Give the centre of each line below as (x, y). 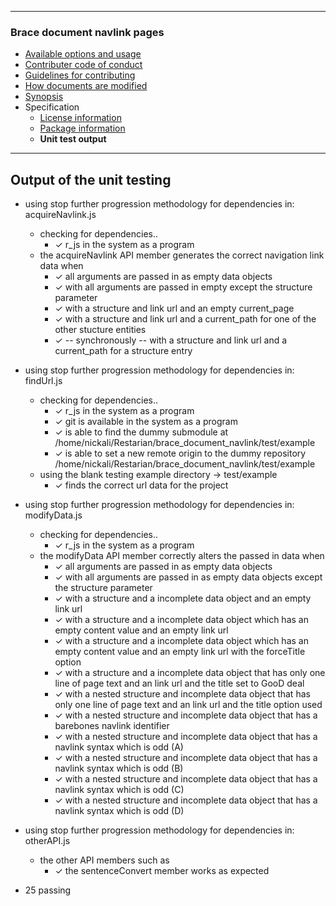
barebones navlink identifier (112, 726)
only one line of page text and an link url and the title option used (188, 705)
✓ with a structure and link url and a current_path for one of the (185, 319)
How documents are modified (86, 86)
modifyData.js (53, 515)
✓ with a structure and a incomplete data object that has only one (190, 673)
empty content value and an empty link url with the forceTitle (180, 652)
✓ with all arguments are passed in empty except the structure (183, 287)
